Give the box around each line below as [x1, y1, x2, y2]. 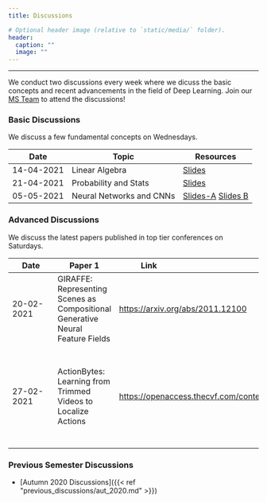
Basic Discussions [8, 115, 81, 126]
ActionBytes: [57, 365, 106, 376]
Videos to [57, 396, 94, 407]
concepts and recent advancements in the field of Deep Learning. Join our [8, 86, 253, 96]
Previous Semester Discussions [8, 459, 133, 470]
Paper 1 [68, 259, 100, 271]
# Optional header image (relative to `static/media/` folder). [8, 25, 226, 34]
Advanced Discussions [8, 214, 99, 225]
